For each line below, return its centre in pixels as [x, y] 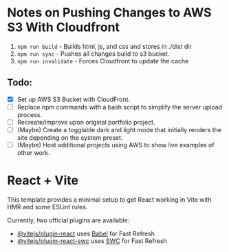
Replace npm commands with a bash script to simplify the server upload [119, 107]
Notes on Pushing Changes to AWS [109, 13]
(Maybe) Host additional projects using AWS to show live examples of [116, 145]
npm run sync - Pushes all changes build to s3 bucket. [93, 54]
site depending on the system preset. [70, 138]
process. [30, 114]
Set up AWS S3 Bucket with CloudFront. [74, 99]
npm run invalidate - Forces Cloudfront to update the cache [103, 61]
